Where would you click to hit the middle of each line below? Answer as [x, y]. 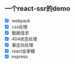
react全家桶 [23, 51]
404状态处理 [24, 39]
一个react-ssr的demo [37, 9]
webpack [21, 20]
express [19, 57]
